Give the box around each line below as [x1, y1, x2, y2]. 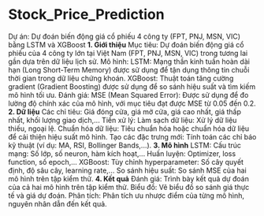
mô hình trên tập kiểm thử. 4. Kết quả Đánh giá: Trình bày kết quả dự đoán [8, 173, 250, 183]
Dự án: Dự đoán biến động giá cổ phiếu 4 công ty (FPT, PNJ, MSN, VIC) [8, 32, 241, 41]
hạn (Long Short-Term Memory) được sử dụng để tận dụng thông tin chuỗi [8, 65, 250, 74]
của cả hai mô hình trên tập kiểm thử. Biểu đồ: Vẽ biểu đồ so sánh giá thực [8, 182, 250, 192]
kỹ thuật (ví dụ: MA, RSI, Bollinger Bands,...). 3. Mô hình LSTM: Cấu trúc [8, 140, 242, 150]
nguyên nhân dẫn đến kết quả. [8, 199, 108, 208]
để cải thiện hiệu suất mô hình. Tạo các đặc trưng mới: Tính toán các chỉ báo [8, 132, 257, 141]
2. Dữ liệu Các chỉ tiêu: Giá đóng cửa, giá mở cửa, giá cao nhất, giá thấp [8, 106, 242, 116]
